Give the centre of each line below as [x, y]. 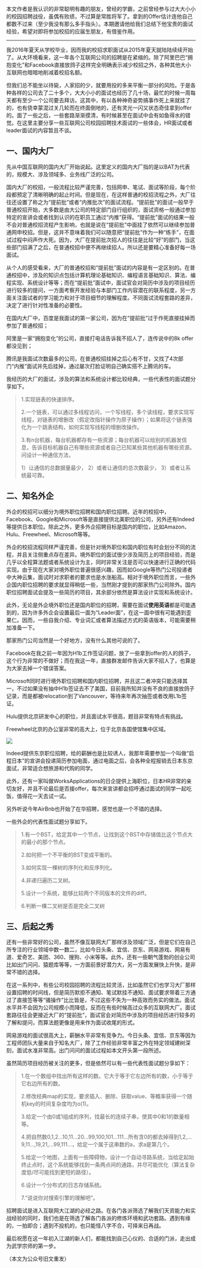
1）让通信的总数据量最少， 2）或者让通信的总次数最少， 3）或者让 [103, 468]
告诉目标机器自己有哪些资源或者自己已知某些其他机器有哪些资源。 [113, 447]
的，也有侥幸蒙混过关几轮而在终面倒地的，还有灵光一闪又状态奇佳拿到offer [99, 108]
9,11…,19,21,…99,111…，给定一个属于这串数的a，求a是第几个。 [97, 1145]
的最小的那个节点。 [45, 842]
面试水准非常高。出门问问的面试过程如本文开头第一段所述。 [90, 1050]
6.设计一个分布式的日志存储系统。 [63, 1185]
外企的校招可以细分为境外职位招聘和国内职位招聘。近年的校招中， [88, 512]
